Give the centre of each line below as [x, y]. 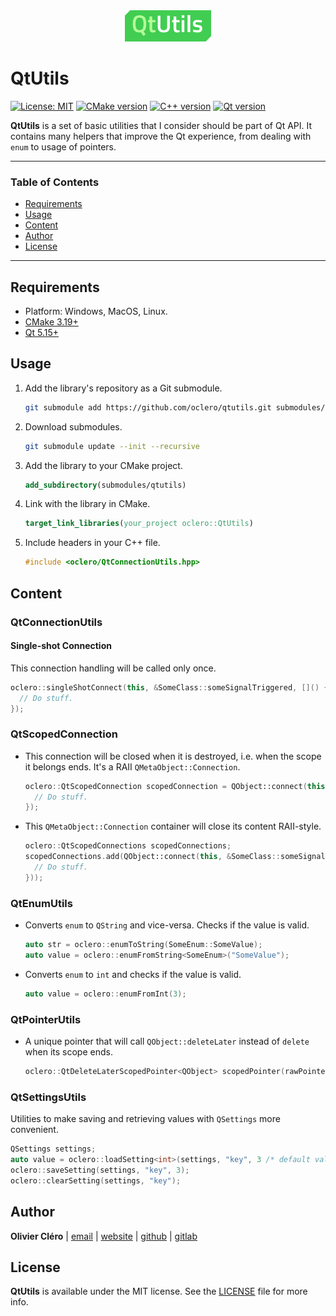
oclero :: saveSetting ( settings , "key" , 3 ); [100, 1170]
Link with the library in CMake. [87, 504]
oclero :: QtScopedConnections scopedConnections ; [128, 846]
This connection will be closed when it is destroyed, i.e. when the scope [173, 756]
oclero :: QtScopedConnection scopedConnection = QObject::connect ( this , [177, 786]
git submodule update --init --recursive [112, 446]
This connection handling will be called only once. [113, 668]
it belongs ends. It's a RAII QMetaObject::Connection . [132, 766]
